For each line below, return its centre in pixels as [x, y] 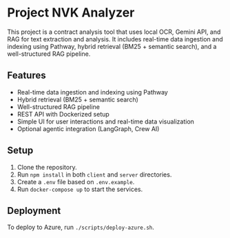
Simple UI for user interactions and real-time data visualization [106, 121]
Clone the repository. [47, 167]
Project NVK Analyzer [71, 13]
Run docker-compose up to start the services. [80, 189]
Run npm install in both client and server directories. [94, 175]
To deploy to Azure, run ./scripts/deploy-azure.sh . [81, 227]
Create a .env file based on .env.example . [76, 181]
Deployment [34, 211]
